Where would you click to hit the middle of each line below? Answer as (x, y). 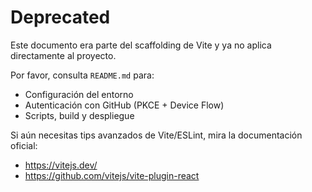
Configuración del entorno (79, 94)
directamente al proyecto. (63, 55)
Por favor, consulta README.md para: (82, 75)
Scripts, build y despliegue (79, 115)
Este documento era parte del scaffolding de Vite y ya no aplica (141, 45)
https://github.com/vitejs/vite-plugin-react (112, 175)
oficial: (24, 145)
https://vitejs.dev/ (61, 165)
